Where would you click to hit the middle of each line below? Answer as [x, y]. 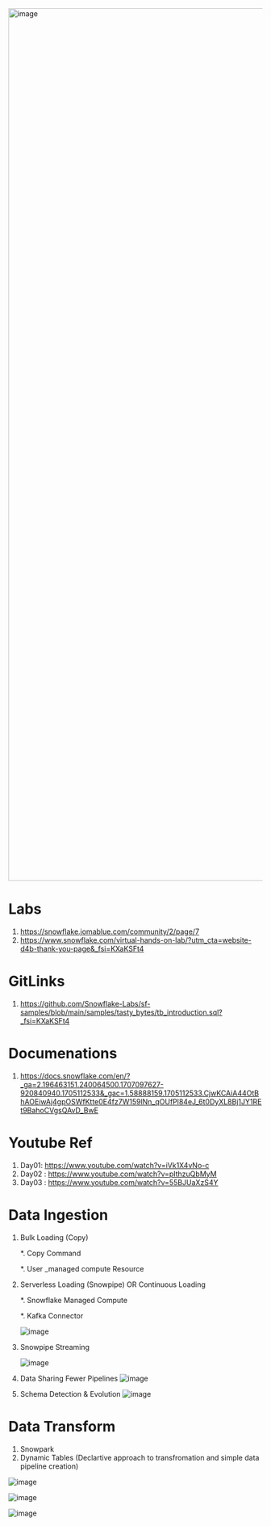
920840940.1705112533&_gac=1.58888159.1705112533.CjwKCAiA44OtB [140, 1093]
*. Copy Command [50, 1253]
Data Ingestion [58, 1215]
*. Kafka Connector [52, 1315]
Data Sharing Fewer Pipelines [69, 1378]
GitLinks [37, 982]
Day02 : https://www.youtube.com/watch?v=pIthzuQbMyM [118, 1174]
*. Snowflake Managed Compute [73, 1300]
